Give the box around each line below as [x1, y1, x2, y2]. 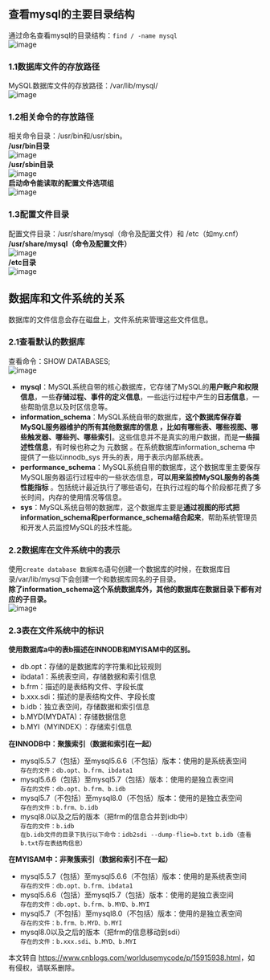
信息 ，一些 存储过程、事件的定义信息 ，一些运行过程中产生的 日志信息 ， [19, 392, 253, 402]
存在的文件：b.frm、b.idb [19, 804, 99, 812]
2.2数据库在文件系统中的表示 [8, 545, 121, 556]
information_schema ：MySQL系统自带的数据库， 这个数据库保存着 [19, 412, 242, 422]
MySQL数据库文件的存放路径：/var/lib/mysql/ [8, 81, 158, 91]
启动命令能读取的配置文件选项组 [8, 178, 114, 188]
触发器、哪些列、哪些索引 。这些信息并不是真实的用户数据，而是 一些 [27, 432, 253, 442]
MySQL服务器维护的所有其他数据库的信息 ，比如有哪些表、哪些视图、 [19, 422, 252, 431]
